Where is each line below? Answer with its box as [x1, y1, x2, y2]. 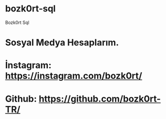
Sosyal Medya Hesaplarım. [5, 37, 119, 48]
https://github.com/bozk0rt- [38, 93, 161, 105]
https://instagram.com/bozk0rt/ [5, 70, 142, 82]
